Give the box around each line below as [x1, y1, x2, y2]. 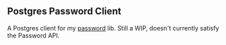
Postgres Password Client [7, 6, 122, 17]
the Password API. [7, 31, 60, 39]
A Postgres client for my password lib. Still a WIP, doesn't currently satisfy [7, 24, 220, 32]
